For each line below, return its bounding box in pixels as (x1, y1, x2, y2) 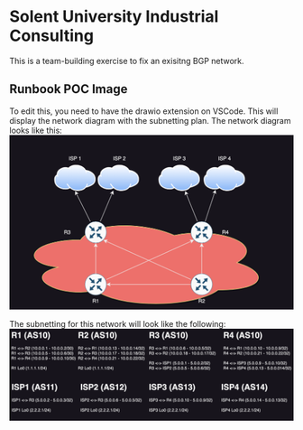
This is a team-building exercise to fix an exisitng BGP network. (9, 55, 245, 66)
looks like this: (9, 125, 63, 136)
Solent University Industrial (9, 6, 219, 27)
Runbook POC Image (9, 81, 128, 97)
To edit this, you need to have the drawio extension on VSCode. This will (9, 106, 279, 117)
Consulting (9, 25, 95, 46)
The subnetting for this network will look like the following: (9, 319, 226, 330)
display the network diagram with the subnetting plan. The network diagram (9, 115, 291, 126)
